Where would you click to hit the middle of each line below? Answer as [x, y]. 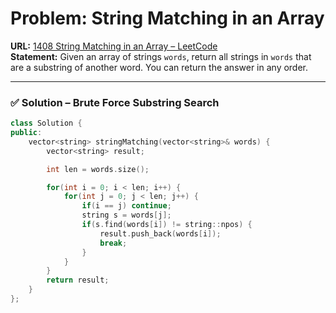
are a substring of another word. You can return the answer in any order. [159, 67]
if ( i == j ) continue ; [126, 206]
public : [26, 133]
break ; [113, 243]
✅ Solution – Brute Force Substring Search [115, 102]
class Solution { [46, 123]
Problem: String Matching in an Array [167, 18]
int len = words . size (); [98, 169]
